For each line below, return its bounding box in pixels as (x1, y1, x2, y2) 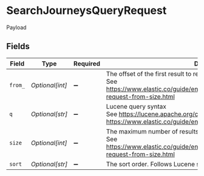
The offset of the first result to (106, 69, 192, 78)
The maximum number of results (106, 127, 199, 135)
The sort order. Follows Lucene (106, 160, 195, 168)
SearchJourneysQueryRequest (6, 4, 167, 18)
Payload (6, 24, 27, 31)
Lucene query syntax (106, 102, 167, 110)
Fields (6, 41, 30, 52)
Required (73, 59, 101, 67)
